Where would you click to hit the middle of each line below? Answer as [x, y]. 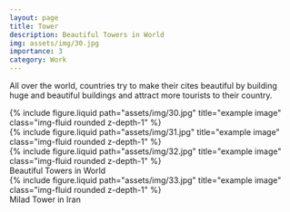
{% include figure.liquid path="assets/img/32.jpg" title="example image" [145, 151]
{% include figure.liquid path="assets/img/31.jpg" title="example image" [145, 132]
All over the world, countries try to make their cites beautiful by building [143, 86]
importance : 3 [36, 52]
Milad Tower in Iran [45, 199]
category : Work [38, 60]
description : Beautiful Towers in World [87, 34]
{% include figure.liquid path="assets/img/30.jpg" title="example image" [145, 113]
